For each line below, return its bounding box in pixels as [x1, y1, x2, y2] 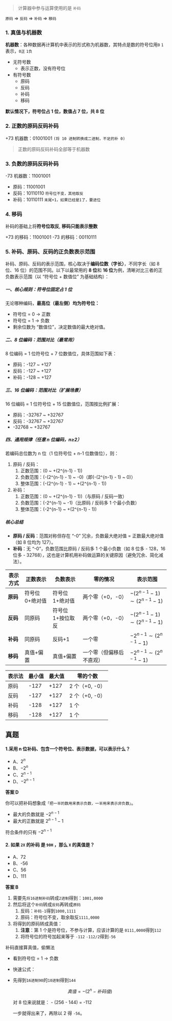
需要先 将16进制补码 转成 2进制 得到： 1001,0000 [12, 895, 103, 901]
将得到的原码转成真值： [12, 921, 62, 927]
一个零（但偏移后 [82, 649, 124, 656]
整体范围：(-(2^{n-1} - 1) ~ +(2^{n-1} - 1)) [20, 480, 107, 487]
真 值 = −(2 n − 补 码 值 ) [67, 988, 113, 995]
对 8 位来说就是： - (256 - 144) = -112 [12, 999, 92, 1006]
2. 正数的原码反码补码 [5, 123, 59, 130]
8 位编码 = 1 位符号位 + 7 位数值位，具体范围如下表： [5, 351, 117, 357]
